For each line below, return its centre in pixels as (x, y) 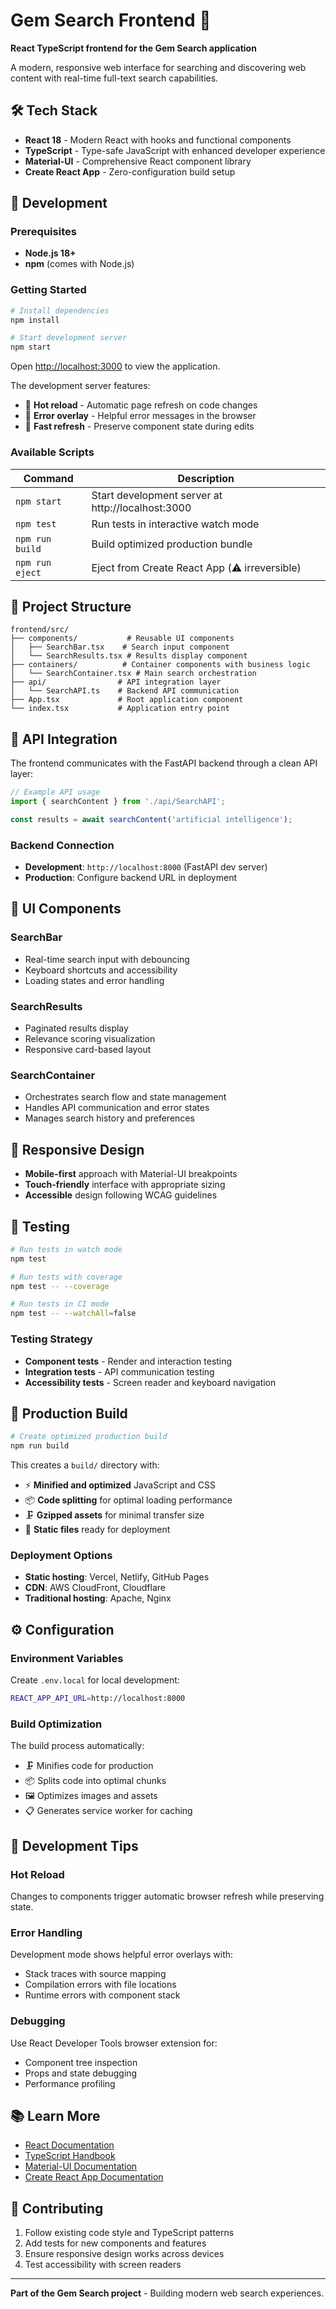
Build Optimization (56, 1724)
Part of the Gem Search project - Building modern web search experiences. (167, 2293)
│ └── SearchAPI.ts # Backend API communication (125, 691)
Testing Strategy (51, 1339)
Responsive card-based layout (88, 1050)
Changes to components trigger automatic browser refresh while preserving (167, 1896)
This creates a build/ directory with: (85, 1465)
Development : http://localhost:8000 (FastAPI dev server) (146, 867)
